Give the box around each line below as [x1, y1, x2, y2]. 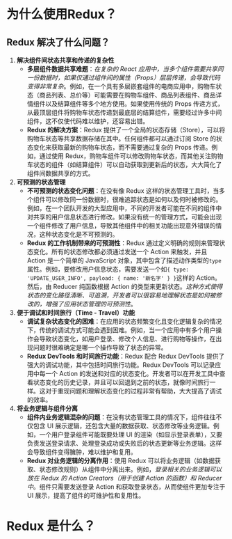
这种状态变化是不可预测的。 [39, 231, 119, 238]
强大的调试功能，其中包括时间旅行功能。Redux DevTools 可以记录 [26, 361, 215, 369]
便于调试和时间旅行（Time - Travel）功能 [16, 308, 135, 317]
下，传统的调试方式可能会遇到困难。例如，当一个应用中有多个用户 [26, 326, 216, 334]
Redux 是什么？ [6, 518, 96, 534]
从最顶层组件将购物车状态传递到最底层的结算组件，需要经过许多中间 [26, 109, 222, 116]
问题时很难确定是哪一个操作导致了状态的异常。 [33, 343, 167, 352]
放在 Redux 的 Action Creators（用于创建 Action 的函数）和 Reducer [26, 474, 222, 482]
